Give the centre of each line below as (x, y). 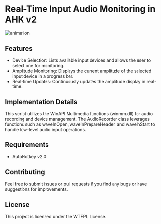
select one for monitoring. (38, 65)
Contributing (25, 172)
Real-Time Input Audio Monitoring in (80, 9)
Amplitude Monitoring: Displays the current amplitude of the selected (82, 71)
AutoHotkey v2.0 (29, 157)
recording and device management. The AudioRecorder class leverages (78, 119)
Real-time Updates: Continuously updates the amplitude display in (79, 81)
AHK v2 (21, 19)
